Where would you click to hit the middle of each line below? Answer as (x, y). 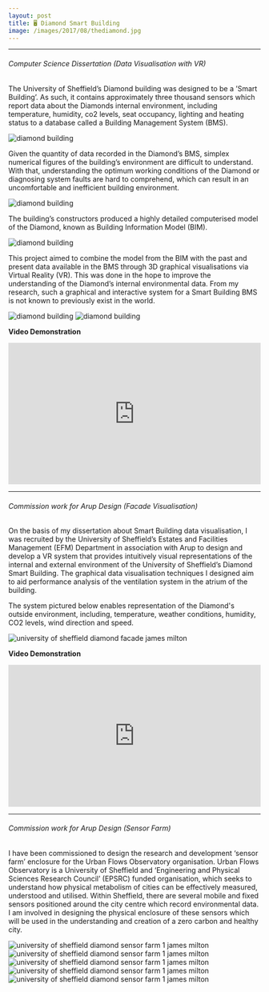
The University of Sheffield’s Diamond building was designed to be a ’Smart (133, 88)
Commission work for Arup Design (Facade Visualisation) (103, 506)
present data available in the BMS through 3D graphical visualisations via (128, 266)
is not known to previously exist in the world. (82, 300)
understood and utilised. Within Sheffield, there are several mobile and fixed (133, 895)
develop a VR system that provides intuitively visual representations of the (130, 556)
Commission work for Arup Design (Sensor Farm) (90, 828)
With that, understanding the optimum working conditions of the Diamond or (134, 170)
